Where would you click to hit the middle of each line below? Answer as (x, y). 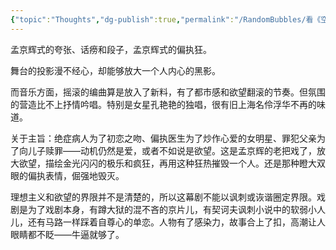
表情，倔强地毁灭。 (84, 175)
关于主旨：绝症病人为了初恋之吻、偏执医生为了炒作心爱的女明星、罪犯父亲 (163, 138)
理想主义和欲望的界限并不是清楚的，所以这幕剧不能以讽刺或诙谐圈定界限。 (163, 197)
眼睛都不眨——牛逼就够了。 (67, 234)
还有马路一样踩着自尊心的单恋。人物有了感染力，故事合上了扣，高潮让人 (176, 222)
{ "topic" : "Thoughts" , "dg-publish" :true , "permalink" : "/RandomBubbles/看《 (166, 19)
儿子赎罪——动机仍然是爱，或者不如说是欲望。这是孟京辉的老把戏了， (172, 150)
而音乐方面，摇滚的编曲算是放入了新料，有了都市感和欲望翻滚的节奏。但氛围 (168, 92)
